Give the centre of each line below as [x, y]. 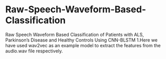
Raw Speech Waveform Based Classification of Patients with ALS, [75, 34]
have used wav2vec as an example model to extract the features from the [83, 45]
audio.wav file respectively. [34, 51]
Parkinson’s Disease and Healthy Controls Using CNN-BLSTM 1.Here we [81, 40]
